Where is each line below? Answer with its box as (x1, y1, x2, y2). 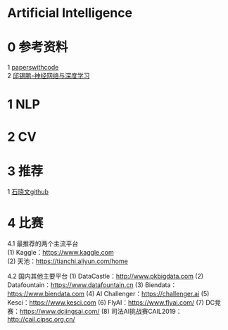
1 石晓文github (7, 188, 49, 196)
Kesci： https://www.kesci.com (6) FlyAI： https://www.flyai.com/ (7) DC (7, 298, 215, 307)
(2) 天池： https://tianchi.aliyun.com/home (7, 257, 128, 265)
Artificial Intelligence (7, 5, 132, 21)
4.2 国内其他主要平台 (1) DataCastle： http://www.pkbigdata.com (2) (7, 272, 204, 281)
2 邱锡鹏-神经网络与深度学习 (7, 72, 90, 80)
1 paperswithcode (7, 63, 59, 72)
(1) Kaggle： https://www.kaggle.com (7, 248, 114, 257)
